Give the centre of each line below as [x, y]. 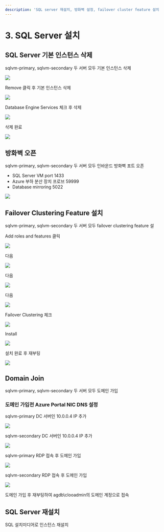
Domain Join [25, 378]
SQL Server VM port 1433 [38, 176]
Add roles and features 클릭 [33, 236]
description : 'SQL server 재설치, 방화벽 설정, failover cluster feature [78, 10]
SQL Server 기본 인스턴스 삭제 [49, 55]
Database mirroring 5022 [37, 187]
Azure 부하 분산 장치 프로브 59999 [46, 181]
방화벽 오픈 [21, 153]
